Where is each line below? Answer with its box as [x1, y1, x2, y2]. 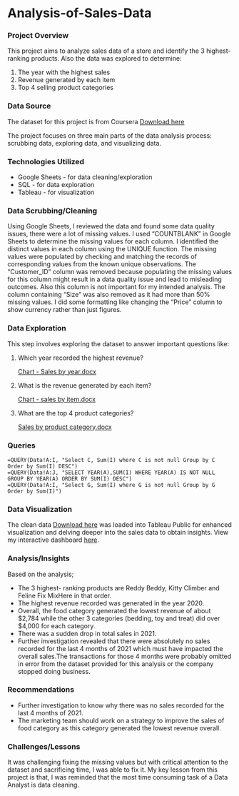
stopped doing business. [17, 667, 91, 675]
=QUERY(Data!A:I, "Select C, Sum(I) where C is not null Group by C [7, 456, 215, 463]
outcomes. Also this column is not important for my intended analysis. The [7, 283, 226, 291]
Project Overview [7, 31, 69, 41]
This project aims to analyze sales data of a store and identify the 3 [7, 46, 205, 55]
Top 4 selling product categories [17, 84, 114, 92]
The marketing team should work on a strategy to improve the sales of [17, 716, 225, 725]
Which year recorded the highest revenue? [17, 353, 144, 362]
